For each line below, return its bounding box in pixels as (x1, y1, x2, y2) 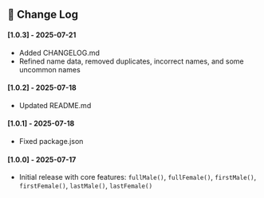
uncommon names (18, 64, 81, 74)
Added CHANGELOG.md (18, 48, 100, 57)
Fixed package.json (18, 137, 84, 146)
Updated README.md (18, 100, 92, 110)
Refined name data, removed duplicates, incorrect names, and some (18, 56, 244, 66)
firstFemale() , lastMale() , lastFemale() (18, 181, 153, 191)
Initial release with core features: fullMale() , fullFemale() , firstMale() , (18, 173, 257, 182)
